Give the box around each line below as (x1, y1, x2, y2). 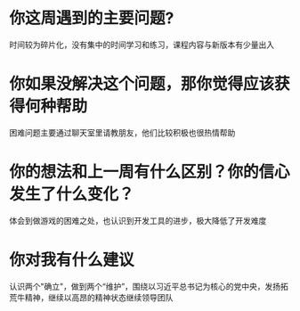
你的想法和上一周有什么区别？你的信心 (9, 162, 291, 183)
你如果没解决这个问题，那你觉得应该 (9, 74, 275, 94)
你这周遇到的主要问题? (9, 8, 174, 29)
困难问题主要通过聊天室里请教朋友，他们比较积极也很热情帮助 (9, 127, 236, 138)
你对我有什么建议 (9, 250, 135, 270)
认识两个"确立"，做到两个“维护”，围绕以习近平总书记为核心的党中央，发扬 (9, 281, 281, 291)
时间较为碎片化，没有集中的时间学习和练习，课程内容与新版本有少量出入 (9, 39, 274, 50)
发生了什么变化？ (9, 184, 135, 205)
